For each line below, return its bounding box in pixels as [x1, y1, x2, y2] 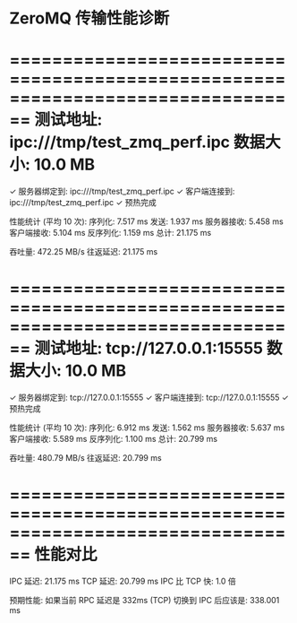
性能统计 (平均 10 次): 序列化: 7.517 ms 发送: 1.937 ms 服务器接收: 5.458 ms [9, 216, 284, 227]
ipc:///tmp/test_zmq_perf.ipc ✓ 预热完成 [9, 197, 157, 208]
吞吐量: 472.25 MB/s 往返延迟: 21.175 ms [9, 247, 158, 257]
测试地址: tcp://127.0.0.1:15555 [34, 338, 264, 359]
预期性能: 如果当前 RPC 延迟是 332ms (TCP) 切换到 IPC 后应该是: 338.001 [9, 595, 280, 605]
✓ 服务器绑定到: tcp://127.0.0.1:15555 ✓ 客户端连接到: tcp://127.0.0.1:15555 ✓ [9, 392, 289, 403]
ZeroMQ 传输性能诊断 [9, 8, 170, 29]
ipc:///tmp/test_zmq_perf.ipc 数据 [9, 132, 266, 152]
